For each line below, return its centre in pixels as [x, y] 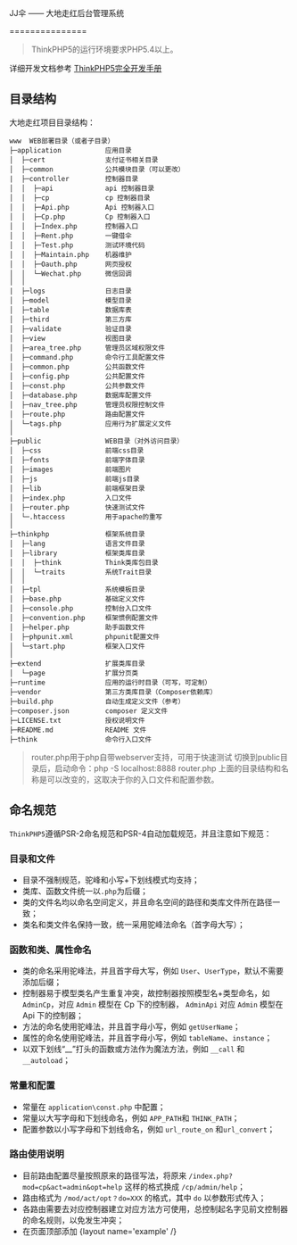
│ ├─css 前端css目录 [77, 450]
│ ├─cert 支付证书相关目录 [84, 160]
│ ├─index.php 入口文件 [70, 498]
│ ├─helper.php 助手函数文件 [77, 627]
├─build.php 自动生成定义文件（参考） [97, 701]
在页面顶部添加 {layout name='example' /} [99, 1231]
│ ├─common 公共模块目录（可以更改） [97, 169]
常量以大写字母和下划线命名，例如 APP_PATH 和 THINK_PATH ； [131, 1117]
